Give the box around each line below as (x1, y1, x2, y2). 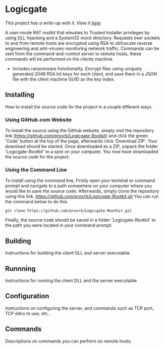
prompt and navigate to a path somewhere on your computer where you (5, 183, 152, 189)
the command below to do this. (5, 199, 68, 205)
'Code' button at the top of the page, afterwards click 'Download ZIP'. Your (5, 138, 158, 144)
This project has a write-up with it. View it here (5, 20, 101, 26)
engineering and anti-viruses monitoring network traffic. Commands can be (5, 45, 160, 51)
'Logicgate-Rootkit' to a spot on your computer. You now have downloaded (5, 149, 159, 155)
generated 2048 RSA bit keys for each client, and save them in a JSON (12, 71, 157, 77)
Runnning (5, 264, 36, 273)
